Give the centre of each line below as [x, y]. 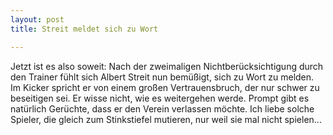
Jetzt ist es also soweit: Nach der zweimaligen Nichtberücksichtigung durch [167, 66]
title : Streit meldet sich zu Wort [84, 29]
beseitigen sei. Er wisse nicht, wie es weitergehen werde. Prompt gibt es [160, 98]
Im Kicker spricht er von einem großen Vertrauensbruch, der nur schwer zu [165, 87]
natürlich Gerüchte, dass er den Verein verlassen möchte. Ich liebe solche [162, 108]
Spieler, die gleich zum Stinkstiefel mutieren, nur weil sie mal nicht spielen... [166, 119]
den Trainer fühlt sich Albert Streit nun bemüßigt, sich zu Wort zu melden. [162, 77]
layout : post [37, 19]
